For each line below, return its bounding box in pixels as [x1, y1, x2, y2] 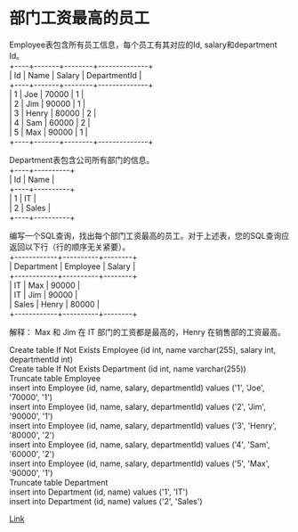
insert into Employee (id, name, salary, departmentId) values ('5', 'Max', [9, 458, 270, 469]
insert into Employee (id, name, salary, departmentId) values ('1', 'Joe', [9, 382, 265, 393]
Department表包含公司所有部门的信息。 [9, 154, 155, 165]
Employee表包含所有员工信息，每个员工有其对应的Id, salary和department [9, 39, 278, 50]
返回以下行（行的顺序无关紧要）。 [9, 241, 131, 252]
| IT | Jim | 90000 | [9, 289, 78, 299]
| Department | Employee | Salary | [9, 260, 136, 272]
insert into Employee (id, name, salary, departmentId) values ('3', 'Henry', [9, 420, 278, 430]
